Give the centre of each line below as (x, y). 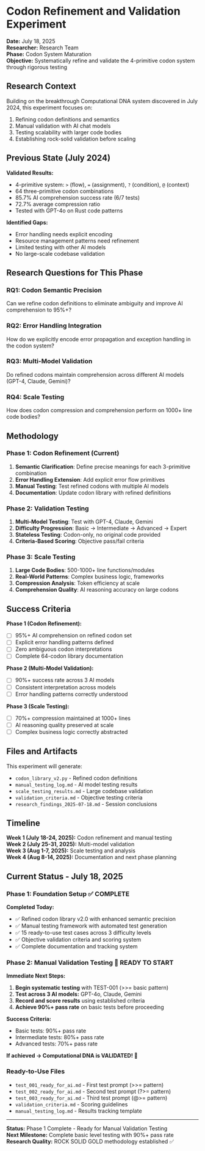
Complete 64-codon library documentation (69, 656)
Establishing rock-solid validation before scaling (75, 139)
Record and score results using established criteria (80, 1001)
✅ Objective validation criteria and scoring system (78, 940)
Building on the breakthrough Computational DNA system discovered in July (102, 101)
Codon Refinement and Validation (94, 11)
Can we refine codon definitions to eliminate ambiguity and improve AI (95, 303)
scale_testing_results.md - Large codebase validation (84, 791)
